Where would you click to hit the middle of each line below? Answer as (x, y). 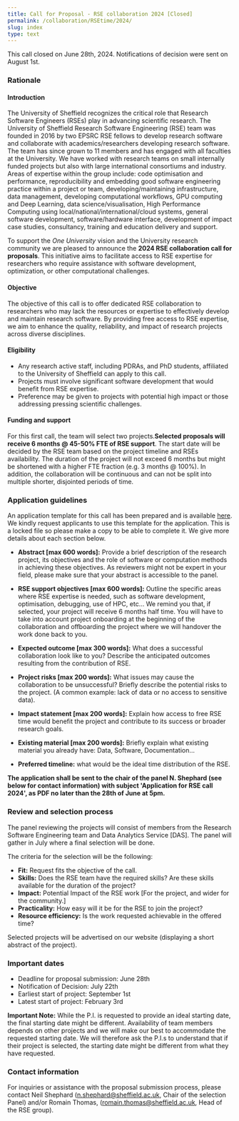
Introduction (26, 97)
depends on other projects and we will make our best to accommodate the (117, 1030)
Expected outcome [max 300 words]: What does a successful (110, 648)
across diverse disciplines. (46, 333)
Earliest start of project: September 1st (74, 994)
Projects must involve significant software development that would (116, 381)
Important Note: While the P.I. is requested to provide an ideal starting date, (119, 1015)
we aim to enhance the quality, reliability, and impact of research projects (115, 326)
